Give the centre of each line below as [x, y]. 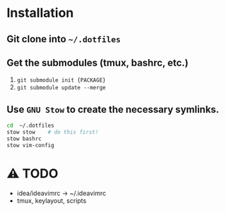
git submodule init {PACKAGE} [61, 80]
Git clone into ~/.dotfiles [64, 39]
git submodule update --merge [61, 88]
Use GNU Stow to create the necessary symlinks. [113, 110]
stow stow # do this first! [53, 132]
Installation [40, 13]
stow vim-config [30, 145]
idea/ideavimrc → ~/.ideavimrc [61, 193]
